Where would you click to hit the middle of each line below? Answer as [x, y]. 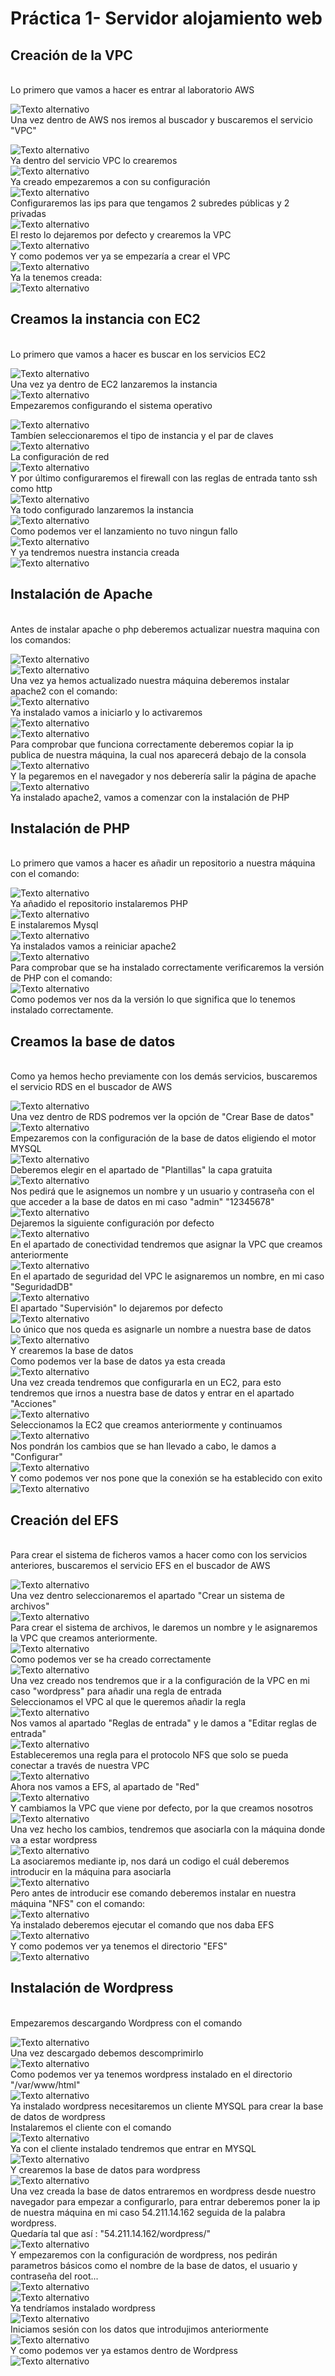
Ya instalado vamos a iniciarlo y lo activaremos [106, 712]
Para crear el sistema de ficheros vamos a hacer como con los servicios [159, 1555]
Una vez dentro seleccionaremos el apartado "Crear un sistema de [147, 1596]
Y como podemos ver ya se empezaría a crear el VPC [120, 256]
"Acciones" [33, 1404]
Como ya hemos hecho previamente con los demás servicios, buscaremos [164, 1076]
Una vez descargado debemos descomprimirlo [107, 2053]
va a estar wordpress [54, 1840]
